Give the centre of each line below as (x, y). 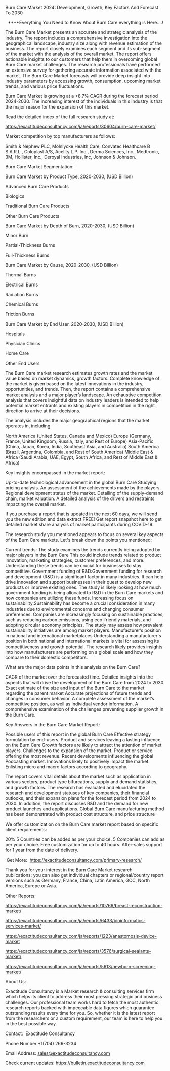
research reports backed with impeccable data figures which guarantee (80, 1008)
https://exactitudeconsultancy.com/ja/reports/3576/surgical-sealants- (78, 951)
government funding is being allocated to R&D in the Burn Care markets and (84, 593)
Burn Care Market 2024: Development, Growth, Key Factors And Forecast (82, 7)
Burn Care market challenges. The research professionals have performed (83, 65)
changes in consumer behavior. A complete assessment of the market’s (80, 699)
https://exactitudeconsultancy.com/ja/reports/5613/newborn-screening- (80, 966)
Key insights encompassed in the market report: (55, 473)
